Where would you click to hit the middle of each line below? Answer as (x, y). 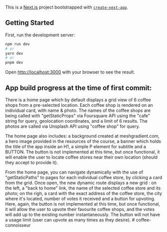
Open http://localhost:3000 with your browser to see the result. (70, 72)
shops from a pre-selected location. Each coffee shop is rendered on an (79, 105)
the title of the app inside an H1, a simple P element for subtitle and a (76, 146)
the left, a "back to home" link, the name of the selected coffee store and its (83, 188)
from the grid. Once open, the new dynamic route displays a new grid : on (81, 183)
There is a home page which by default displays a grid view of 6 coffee (78, 100)
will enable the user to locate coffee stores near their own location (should (82, 157)
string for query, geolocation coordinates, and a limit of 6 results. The (77, 121)
